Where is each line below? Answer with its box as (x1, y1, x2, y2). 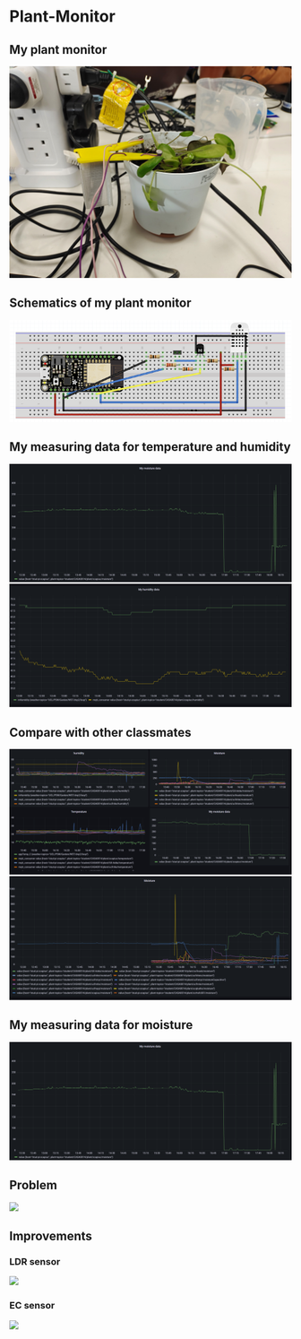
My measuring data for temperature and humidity (9, 439, 291, 454)
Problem (9, 1178, 58, 1193)
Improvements (9, 1229, 92, 1244)
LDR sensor (9, 1256, 61, 1268)
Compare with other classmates (9, 724, 192, 740)
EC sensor (9, 1300, 56, 1312)
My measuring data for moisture (9, 1017, 193, 1032)
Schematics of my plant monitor (9, 296, 192, 311)
